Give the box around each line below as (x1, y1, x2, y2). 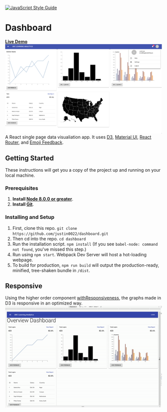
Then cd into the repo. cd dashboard (12, 235, 86, 241)
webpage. (12, 257, 33, 263)
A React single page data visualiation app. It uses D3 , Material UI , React (5, 134, 152, 140)
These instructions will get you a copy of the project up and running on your (5, 167, 161, 173)
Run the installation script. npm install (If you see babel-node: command (12, 241, 158, 247)
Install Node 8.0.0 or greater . (12, 196, 74, 202)
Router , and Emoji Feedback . (5, 139, 64, 145)
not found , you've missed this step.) (12, 246, 86, 252)
